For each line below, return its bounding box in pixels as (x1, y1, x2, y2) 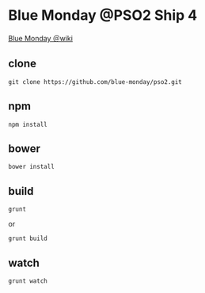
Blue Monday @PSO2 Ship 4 (8, 6, 198, 25)
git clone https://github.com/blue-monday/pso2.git (8, 78, 182, 86)
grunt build (8, 234, 47, 243)
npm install (8, 120, 47, 128)
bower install (8, 163, 55, 171)
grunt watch (8, 277, 47, 285)
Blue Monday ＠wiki (8, 33, 74, 43)
